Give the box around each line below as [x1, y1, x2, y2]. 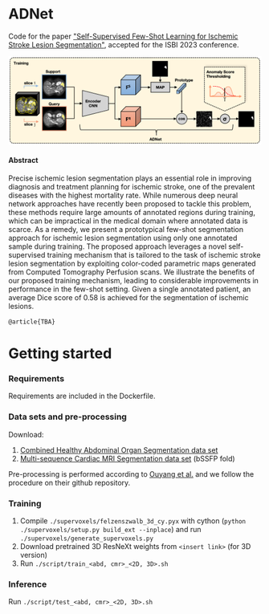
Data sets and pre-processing [8, 411, 127, 422]
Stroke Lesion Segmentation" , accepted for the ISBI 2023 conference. [8, 39, 239, 49]
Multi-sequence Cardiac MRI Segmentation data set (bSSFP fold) [19, 453, 235, 463]
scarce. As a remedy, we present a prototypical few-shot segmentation [8, 225, 244, 234]
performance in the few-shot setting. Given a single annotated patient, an [8, 284, 251, 294]
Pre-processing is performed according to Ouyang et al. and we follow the [8, 469, 255, 478]
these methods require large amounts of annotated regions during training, [8, 208, 255, 217]
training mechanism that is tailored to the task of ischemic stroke [47, 250, 261, 259]
